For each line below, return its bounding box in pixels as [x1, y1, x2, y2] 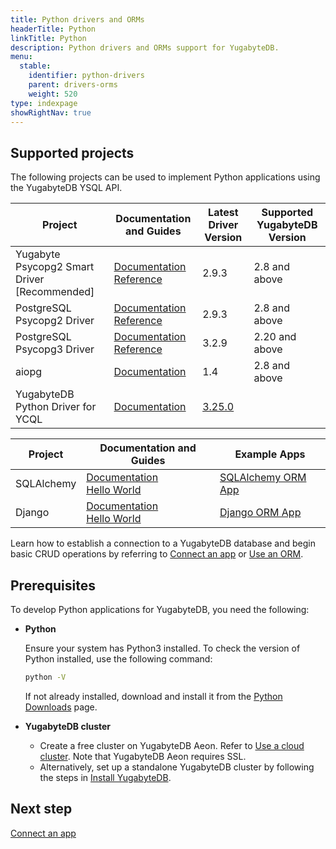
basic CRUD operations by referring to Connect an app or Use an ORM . [10, 548, 304, 560]
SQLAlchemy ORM [219, 471, 307, 485]
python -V [24, 672, 67, 682]
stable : [19, 61, 52, 71]
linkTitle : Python [10, 33, 87, 43]
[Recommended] [15, 285, 95, 299]
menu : [10, 52, 33, 62]
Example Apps [234, 447, 306, 461]
